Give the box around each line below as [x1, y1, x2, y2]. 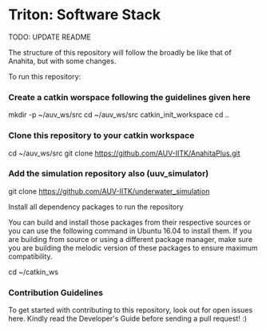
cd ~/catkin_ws [8, 267, 58, 277]
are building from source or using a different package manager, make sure [8, 234, 253, 244]
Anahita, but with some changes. [8, 56, 117, 66]
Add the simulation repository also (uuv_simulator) [8, 168, 209, 180]
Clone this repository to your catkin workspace [8, 130, 195, 141]
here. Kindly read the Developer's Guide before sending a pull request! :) [8, 314, 248, 324]
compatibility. [8, 251, 54, 261]
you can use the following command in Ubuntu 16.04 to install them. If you [8, 226, 252, 236]
